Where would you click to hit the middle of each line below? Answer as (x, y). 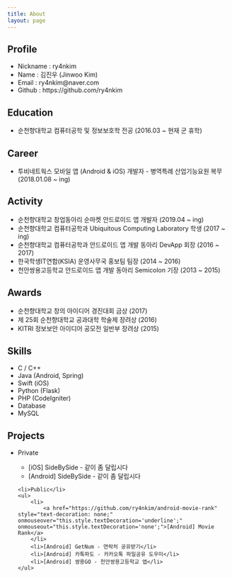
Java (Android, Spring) (51, 376)
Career (23, 153)
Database (31, 406)
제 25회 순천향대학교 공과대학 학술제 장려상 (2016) (87, 319)
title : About (27, 14)
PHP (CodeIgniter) (44, 399)
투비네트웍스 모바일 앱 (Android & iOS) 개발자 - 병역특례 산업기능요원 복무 (120, 171)
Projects (26, 436)
